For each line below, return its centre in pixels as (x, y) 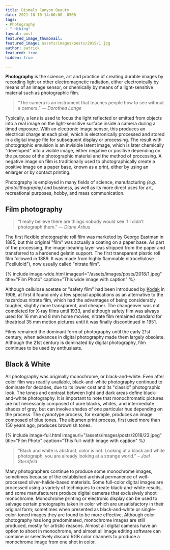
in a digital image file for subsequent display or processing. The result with (83, 140)
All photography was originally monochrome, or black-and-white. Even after (85, 376)
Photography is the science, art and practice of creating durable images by (84, 77)
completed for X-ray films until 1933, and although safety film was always (82, 311)
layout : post (19, 34)
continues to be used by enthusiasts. (44, 348)
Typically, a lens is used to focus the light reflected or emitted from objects (84, 118)
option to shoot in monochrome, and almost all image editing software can (83, 531)
